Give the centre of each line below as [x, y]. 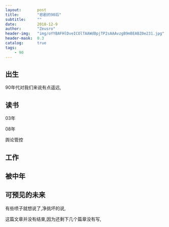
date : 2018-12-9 [31, 24]
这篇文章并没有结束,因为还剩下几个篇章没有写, [53, 219]
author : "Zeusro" [30, 29]
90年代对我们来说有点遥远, [33, 87]
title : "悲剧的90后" [33, 15]
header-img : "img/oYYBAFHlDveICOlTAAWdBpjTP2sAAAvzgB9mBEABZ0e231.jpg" [85, 34]
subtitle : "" [24, 19]
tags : [11, 48]
